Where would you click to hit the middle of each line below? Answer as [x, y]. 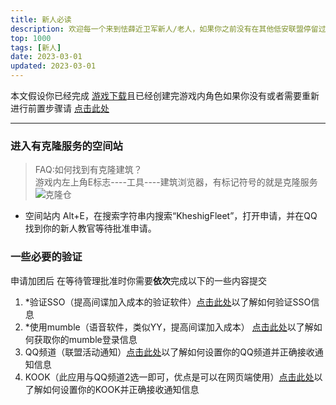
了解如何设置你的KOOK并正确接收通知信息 [112, 389]
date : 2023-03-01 [46, 57]
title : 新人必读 [41, 19]
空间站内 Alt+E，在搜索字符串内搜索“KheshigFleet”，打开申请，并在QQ [171, 216]
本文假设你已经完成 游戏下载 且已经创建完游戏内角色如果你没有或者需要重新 [165, 95]
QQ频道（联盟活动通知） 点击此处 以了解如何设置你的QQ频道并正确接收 [169, 352]
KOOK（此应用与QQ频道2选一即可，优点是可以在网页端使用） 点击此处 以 [173, 377]
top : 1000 [31, 38]
